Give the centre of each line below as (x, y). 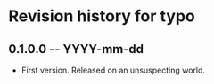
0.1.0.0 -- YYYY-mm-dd (76, 49)
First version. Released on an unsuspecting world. (113, 70)
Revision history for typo (102, 16)
